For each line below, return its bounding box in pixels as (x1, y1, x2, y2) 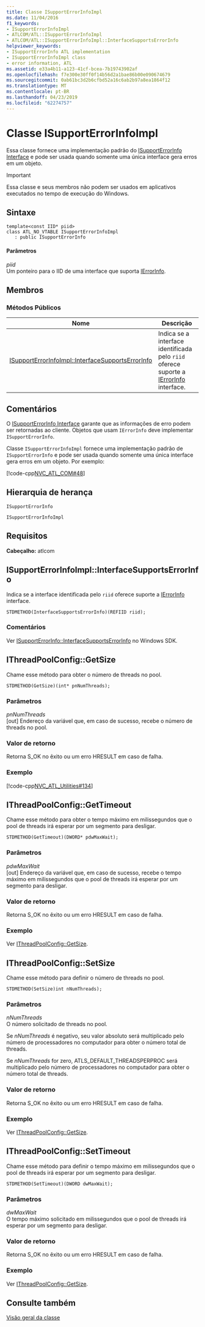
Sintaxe (6, 207, 36, 218)
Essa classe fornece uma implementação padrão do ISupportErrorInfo (6, 146, 182, 153)
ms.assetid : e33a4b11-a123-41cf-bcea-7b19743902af (6, 65, 138, 72)
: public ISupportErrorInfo (14, 234, 86, 240)
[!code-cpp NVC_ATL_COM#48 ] (6, 470, 85, 477)
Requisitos (6, 531, 48, 541)
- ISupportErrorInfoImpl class (6, 54, 86, 61)
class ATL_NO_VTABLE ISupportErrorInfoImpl (6, 229, 119, 235)
